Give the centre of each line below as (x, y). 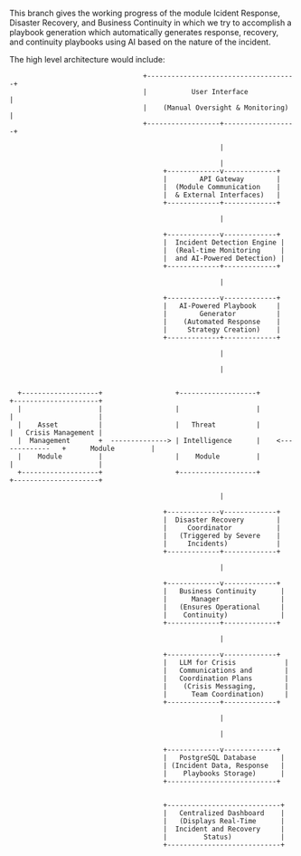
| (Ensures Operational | (224, 607)
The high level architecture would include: (87, 59)
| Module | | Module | (139, 457)
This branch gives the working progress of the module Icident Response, (145, 13)
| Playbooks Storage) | (224, 774)
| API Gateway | (222, 179)
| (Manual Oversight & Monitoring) (216, 108)
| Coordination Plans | (226, 678)
